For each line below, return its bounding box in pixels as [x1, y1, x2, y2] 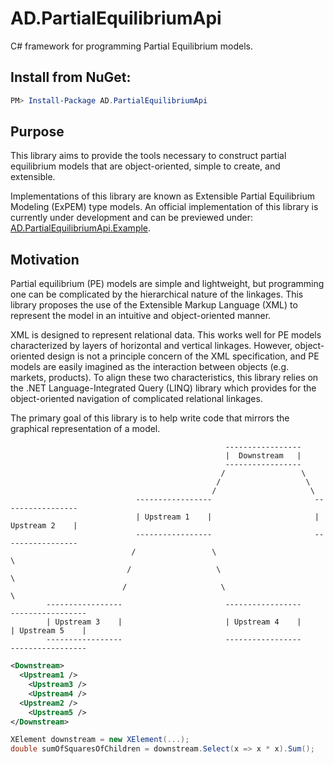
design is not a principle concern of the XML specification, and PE [46, 350, 320, 362]
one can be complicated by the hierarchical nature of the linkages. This [10, 288, 304, 301]
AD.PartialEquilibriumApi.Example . [10, 222, 152, 234]
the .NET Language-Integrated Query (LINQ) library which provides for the [10, 382, 317, 394]
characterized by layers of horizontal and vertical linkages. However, [10, 340, 293, 352]
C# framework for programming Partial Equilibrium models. [10, 40, 253, 52]
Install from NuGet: [10, 69, 132, 86]
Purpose [10, 123, 65, 141]
